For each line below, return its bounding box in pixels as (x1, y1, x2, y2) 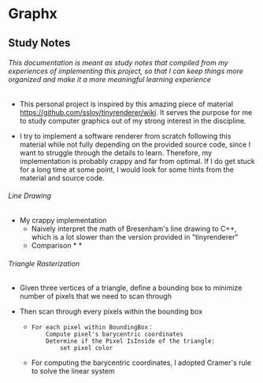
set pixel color (59, 344, 113, 352)
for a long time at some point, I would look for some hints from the (19, 165, 234, 174)
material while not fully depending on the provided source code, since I (19, 139, 250, 149)
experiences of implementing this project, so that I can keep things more (8, 66, 244, 76)
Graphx (8, 5, 57, 23)
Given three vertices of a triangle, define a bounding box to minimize (19, 283, 243, 292)
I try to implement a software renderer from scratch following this (19, 131, 232, 140)
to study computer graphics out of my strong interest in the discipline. (19, 116, 246, 125)
